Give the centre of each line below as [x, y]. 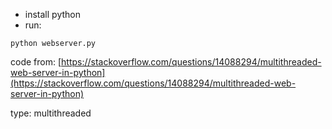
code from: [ [36, 62]
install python [52, 14]
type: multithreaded [51, 113]
